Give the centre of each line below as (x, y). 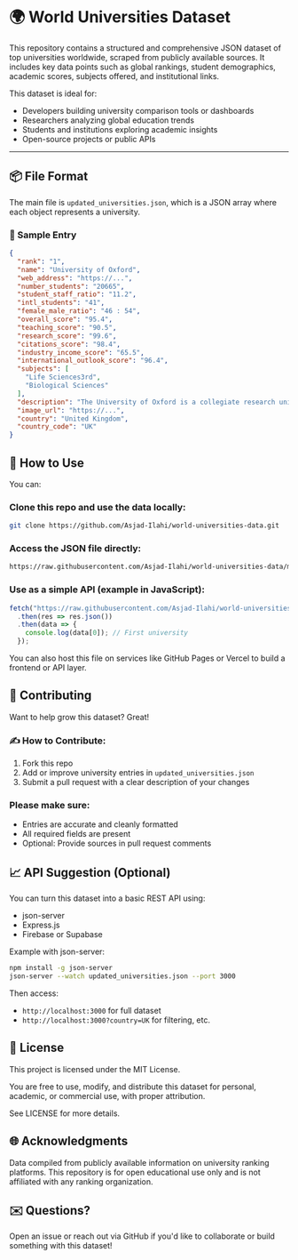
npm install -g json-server (61, 968)
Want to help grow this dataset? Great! (79, 717)
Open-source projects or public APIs (89, 139)
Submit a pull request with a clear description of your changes (136, 782)
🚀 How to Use (47, 463)
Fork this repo (47, 763)
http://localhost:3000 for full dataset (91, 1010)
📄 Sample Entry (43, 235)
